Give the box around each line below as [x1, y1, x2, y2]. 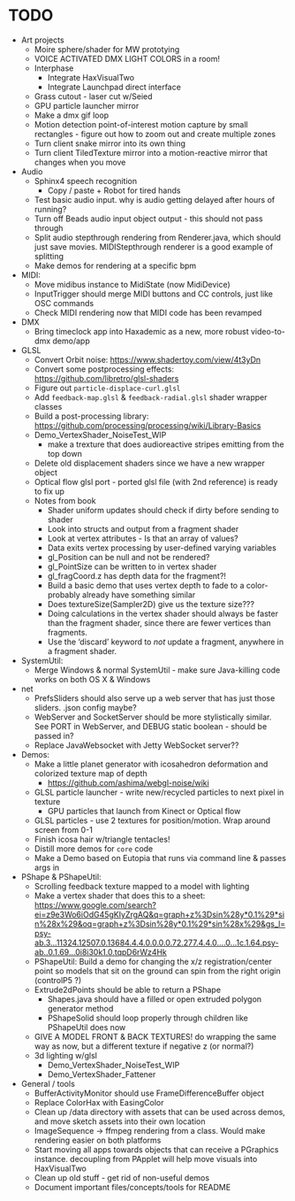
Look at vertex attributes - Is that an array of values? [47, 533, 239, 543]
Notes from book [34, 495, 96, 505]
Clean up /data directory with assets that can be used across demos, [34, 1106, 286, 1117]
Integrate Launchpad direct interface [47, 81, 182, 92]
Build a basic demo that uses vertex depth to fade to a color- [47, 580, 269, 590]
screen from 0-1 [34, 824, 94, 835]
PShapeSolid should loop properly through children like [47, 1012, 249, 1023]
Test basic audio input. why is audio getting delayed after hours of [34, 194, 276, 204]
